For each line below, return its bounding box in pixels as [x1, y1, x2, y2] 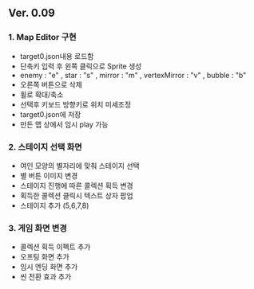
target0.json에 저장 [19, 109, 81, 119]
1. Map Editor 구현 [8, 32, 77, 43]
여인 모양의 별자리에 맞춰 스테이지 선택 [19, 161, 140, 170]
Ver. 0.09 [8, 6, 56, 20]
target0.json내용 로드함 [19, 51, 94, 61]
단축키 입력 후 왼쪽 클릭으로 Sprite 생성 [19, 61, 142, 71]
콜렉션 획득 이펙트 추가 [19, 242, 91, 252]
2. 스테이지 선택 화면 [8, 141, 82, 152]
